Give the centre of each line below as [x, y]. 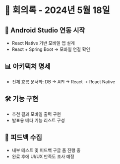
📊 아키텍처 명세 [28, 67]
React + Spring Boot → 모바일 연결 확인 [51, 49]
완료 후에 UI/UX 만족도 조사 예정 [43, 157]
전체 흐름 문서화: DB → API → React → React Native [63, 82]
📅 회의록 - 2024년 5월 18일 [57, 10]
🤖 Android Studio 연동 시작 [45, 30]
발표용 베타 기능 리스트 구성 [38, 120]
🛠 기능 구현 [21, 99]
